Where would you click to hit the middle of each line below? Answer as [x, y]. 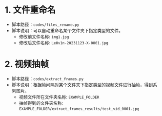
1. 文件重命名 [30, 10]
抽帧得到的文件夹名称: [41, 103]
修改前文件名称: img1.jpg [44, 37]
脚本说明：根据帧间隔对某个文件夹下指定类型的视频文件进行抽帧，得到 [82, 85]
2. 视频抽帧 [27, 64]
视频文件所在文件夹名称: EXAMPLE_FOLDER [59, 97]
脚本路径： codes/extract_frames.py [48, 78]
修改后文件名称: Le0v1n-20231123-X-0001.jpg [63, 42]
